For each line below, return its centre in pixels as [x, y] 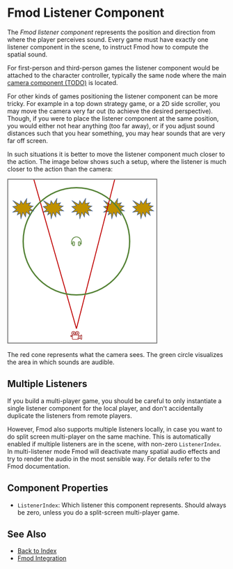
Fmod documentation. [39, 466]
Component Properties [58, 488]
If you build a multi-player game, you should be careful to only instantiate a [114, 401]
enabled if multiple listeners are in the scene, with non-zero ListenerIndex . [114, 443]
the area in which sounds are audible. [61, 362]
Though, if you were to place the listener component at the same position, [113, 118]
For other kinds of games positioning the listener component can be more [113, 96]
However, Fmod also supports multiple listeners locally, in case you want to [115, 429]
